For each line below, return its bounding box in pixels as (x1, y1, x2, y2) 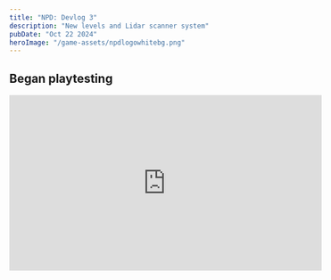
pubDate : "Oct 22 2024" (9, 29, 98, 38)
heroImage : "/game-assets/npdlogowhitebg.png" (9, 37, 186, 47)
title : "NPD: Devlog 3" (9, 12, 98, 22)
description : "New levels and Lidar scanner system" (9, 21, 210, 30)
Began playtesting (9, 70, 113, 86)
